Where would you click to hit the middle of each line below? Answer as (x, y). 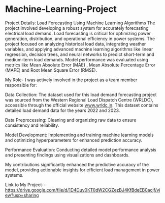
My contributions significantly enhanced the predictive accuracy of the (77, 164)
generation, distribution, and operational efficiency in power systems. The (80, 39)
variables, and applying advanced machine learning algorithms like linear (79, 49)
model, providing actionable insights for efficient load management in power (82, 170)
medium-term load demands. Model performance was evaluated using (77, 59)
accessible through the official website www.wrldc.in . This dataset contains (82, 105)
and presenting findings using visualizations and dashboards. (67, 155)
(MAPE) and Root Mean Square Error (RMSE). (51, 70)
